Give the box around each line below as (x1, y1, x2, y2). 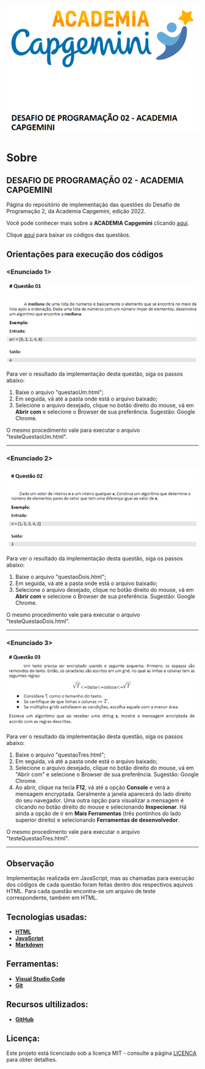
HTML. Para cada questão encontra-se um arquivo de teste (6, 888, 156, 895)
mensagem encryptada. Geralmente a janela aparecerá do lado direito (15, 790, 192, 798)
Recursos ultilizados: (6, 999, 88, 1010)
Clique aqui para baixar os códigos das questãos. (6, 232, 131, 239)
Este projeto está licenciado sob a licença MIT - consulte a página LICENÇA (6, 1049, 197, 1057)
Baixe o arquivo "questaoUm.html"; (15, 388, 104, 396)
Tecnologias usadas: (6, 912, 87, 922)
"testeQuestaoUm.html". (6, 433, 68, 440)
